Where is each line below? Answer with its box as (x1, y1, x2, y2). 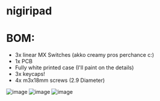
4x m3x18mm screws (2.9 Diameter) (14, 76, 105, 84)
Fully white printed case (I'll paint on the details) (14, 64, 134, 71)
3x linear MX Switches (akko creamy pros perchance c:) (14, 51, 155, 59)
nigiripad (6, 4, 52, 18)
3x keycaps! (14, 71, 45, 78)
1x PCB (14, 58, 33, 65)
